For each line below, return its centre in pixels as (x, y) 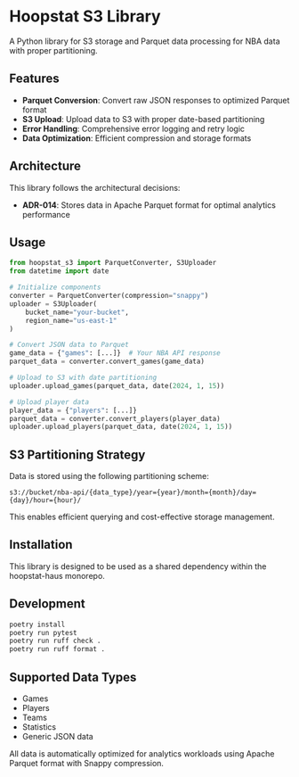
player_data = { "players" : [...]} (73, 410)
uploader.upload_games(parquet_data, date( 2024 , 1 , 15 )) (117, 385)
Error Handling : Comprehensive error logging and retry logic (133, 128)
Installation (41, 545)
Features (34, 79)
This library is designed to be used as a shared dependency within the (138, 566)
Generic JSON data (57, 736)
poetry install (37, 624)
